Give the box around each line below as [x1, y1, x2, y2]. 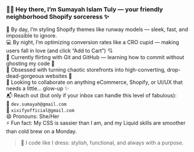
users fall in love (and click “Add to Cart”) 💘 [6, 47, 113, 55]
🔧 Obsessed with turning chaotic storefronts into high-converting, [6, 66, 166, 73]
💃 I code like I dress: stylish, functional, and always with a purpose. [20, 139, 184, 146]
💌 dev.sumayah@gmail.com [6, 100, 67, 107]
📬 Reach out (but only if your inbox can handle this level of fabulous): [6, 92, 177, 99]
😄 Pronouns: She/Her [6, 113, 60, 120]
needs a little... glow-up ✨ [6, 85, 70, 92]
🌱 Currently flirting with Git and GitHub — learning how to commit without [6, 54, 185, 61]
